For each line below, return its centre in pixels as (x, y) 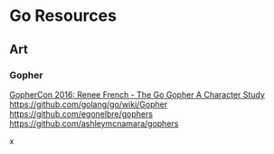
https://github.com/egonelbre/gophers (81, 113)
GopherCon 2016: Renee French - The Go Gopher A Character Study (137, 94)
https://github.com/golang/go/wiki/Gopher (89, 104)
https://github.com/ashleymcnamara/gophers (94, 123)
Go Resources (63, 16)
